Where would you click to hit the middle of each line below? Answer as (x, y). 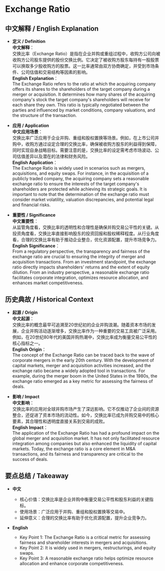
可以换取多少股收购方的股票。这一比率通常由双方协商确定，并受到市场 (83, 66)
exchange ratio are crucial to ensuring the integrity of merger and (79, 257)
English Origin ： (29, 349)
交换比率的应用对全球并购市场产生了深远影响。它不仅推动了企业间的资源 (85, 409)
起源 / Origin (25, 312)
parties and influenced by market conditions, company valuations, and (83, 110)
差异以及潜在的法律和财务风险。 (58, 156)
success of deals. (30, 459)
